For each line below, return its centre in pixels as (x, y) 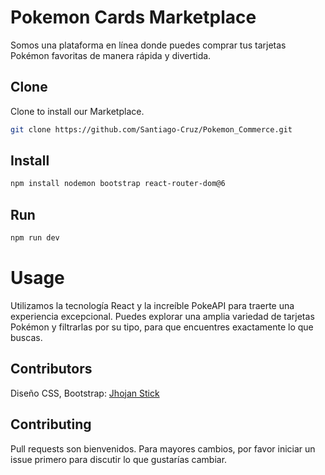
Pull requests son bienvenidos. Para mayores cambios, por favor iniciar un (163, 448)
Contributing (51, 424)
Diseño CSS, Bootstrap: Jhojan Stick (85, 393)
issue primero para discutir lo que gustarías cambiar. (119, 459)
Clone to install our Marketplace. (77, 111)
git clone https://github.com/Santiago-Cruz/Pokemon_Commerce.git (151, 129)
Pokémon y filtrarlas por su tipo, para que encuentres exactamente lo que (162, 327)
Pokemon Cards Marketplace (133, 17)
